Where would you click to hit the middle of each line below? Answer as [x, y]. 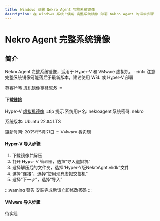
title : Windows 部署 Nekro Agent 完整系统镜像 [50, 9]
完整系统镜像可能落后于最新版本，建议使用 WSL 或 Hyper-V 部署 [69, 77]
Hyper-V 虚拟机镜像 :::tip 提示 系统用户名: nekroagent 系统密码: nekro [74, 111]
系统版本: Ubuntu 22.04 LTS [33, 121]
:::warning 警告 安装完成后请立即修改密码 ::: [48, 190]
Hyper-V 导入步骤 [23, 144]
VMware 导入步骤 [23, 202]
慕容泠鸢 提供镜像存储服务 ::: [33, 88]
